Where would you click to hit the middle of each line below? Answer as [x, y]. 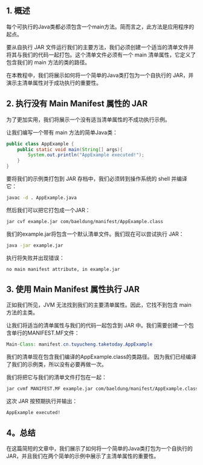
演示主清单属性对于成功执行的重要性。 [54, 82]
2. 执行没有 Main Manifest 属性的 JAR [77, 104]
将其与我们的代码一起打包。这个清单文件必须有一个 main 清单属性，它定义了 [101, 55]
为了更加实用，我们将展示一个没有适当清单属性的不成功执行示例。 [88, 119]
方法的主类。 [22, 313]
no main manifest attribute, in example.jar [63, 269]
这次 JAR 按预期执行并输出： [42, 401]
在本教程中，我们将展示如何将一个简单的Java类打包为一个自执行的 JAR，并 [100, 75]
